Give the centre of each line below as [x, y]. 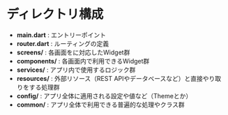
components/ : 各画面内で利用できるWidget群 [83, 61]
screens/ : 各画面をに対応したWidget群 [73, 52]
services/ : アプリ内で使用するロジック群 [76, 70]
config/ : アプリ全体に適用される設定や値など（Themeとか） [104, 95]
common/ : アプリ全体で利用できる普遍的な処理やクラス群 [101, 105]
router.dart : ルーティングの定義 [63, 43]
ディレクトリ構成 [55, 14]
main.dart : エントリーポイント [61, 35]
